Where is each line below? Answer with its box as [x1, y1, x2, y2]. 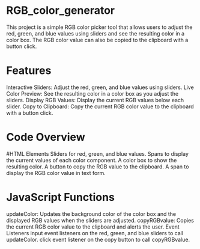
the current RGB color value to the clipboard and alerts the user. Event [6, 223, 180, 230]
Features [6, 64, 52, 78]
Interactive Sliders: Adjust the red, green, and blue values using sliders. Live [6, 84, 194, 91]
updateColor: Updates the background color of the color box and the [6, 210, 177, 217]
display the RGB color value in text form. [6, 169, 106, 176]
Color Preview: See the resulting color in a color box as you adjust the [6, 90, 179, 97]
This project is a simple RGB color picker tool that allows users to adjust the [6, 23, 193, 31]
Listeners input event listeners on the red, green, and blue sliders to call [6, 229, 184, 236]
